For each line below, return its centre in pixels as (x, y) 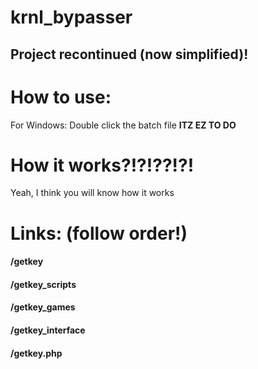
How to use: (61, 97)
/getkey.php (36, 353)
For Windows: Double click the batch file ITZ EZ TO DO (123, 125)
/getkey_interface (48, 330)
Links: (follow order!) (99, 233)
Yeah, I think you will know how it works (92, 193)
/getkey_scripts (43, 284)
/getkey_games (43, 307)
